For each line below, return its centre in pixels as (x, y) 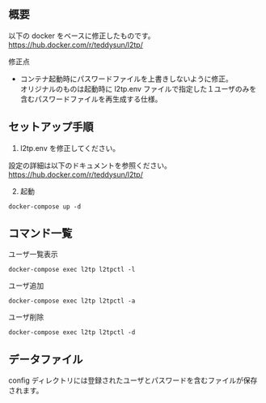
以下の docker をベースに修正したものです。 (82, 36)
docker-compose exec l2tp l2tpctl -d (72, 332)
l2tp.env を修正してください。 (70, 148)
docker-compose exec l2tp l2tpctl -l (72, 270)
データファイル (46, 359)
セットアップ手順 (51, 127)
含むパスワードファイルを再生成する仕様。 (91, 99)
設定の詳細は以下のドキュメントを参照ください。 (90, 165)
